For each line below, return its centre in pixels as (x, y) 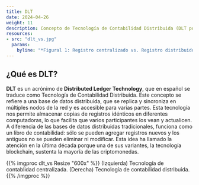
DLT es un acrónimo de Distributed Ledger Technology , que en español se (98, 88)
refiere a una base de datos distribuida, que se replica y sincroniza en (91, 101)
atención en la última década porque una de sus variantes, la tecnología (94, 145)
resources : (20, 34)
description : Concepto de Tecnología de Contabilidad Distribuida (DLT (96, 28)
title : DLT (20, 12)
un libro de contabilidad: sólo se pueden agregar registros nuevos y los (93, 133)
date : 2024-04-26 (28, 17)
